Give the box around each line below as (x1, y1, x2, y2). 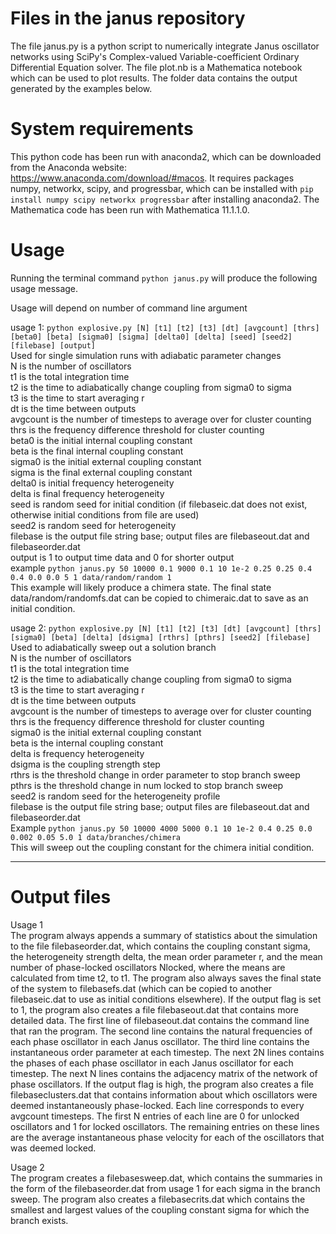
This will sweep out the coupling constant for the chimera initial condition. (10, 841, 315, 853)
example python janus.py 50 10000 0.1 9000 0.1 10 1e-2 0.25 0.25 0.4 (10, 562, 313, 574)
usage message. (10, 282, 79, 294)
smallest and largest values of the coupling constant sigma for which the (10, 1203, 310, 1216)
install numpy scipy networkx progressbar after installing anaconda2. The (10, 193, 320, 205)
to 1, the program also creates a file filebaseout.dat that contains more (10, 1003, 300, 1016)
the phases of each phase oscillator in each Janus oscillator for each (10, 1057, 294, 1069)
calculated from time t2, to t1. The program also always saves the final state (10, 972, 322, 984)
